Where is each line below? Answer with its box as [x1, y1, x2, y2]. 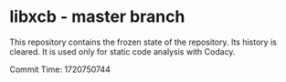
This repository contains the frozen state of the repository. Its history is [9, 36, 277, 47]
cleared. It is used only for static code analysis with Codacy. [9, 46, 236, 56]
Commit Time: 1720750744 [9, 64, 111, 75]
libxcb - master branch [9, 6, 185, 27]
